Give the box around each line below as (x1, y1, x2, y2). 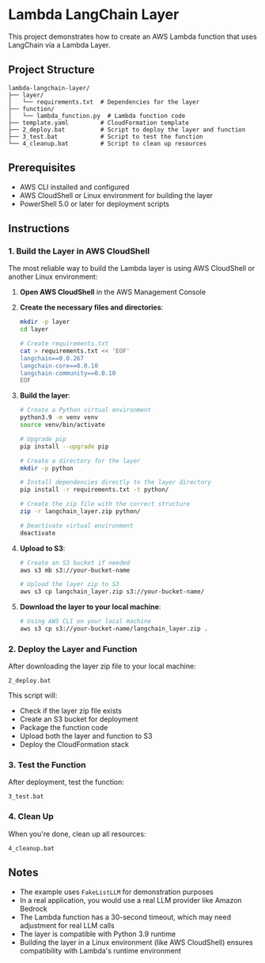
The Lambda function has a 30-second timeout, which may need (19, 912, 232, 922)
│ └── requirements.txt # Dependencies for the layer (8, 97, 200, 106)
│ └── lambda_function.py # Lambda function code (8, 112, 186, 120)
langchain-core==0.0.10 (19, 362, 99, 370)
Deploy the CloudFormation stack (19, 740, 129, 749)
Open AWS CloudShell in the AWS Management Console (19, 287, 206, 297)
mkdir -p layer (19, 318, 70, 326)
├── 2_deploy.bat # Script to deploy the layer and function (8, 125, 246, 134)
